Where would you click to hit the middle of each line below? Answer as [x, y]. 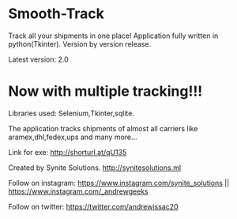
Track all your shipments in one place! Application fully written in [113, 36]
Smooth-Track [56, 14]
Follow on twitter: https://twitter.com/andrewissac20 [94, 206]
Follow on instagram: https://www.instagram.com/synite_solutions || [119, 183]
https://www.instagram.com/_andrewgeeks [78, 191]
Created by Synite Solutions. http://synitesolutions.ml [95, 168]
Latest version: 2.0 [38, 59]
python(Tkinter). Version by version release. [80, 43]
